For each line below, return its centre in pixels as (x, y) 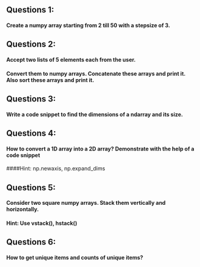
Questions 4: (31, 133)
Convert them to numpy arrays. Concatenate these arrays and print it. (96, 73)
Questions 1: (30, 10)
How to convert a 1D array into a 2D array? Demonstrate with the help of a (100, 149)
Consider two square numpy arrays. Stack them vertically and (86, 203)
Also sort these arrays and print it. (50, 80)
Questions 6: (31, 242)
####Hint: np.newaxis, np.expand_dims (56, 169)
